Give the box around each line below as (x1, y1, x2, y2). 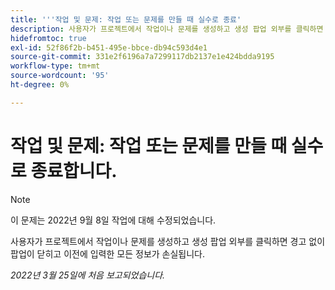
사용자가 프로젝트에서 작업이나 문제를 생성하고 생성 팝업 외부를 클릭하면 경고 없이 (10, 235, 326, 247)
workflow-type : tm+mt (10, 61, 101, 71)
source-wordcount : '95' (10, 71, 110, 81)
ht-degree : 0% (10, 80, 70, 90)
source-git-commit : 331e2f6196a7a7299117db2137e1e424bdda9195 (10, 52, 275, 62)
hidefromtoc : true (10, 33, 87, 43)
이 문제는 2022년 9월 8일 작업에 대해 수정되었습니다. (10, 214, 217, 226)
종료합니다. (30, 159, 118, 182)
